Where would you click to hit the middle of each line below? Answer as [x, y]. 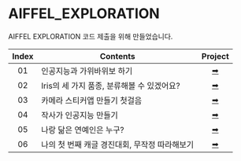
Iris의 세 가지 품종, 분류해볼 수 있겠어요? [111, 86]
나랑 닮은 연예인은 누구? [83, 130]
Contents [117, 56]
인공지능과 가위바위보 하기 [87, 71]
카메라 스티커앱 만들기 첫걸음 [92, 101]
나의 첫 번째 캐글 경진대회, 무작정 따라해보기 [118, 145]
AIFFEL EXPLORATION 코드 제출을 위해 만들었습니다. [91, 36]
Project [215, 56]
